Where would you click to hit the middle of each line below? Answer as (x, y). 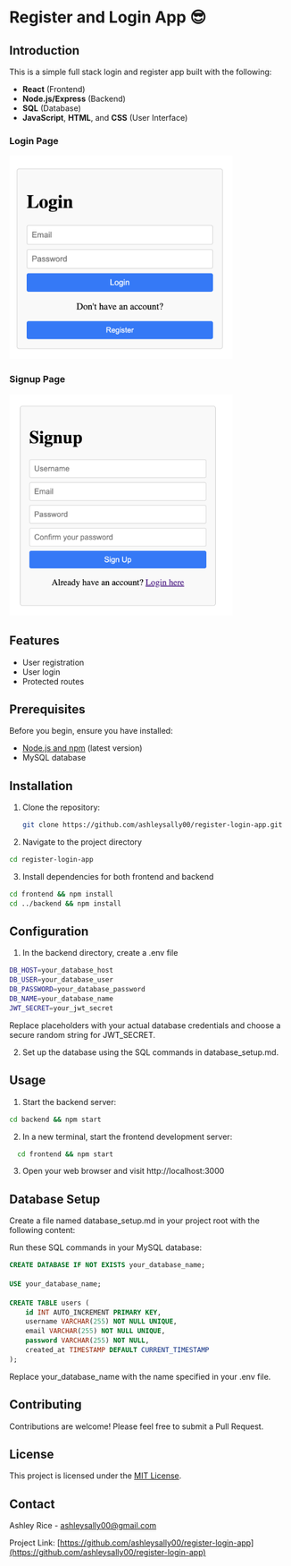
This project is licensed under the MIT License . (96, 1476)
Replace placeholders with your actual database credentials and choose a (145, 1025)
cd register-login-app (51, 860)
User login (41, 672)
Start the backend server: (69, 1102)
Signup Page (37, 379)
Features (34, 641)
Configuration (49, 932)
